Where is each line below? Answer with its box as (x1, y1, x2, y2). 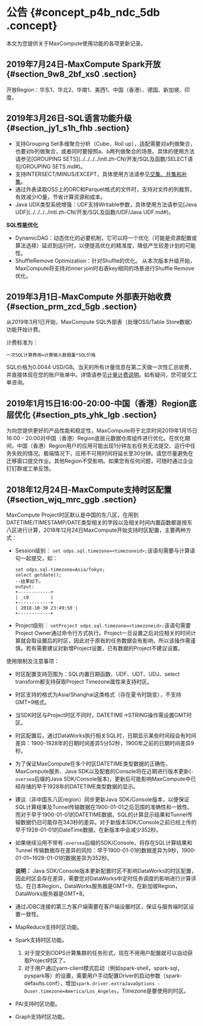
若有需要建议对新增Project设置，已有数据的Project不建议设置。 (25, 645, 184, 652)
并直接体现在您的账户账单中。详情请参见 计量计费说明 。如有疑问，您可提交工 (6, 371, 198, 379)
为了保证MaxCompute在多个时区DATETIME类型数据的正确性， (15, 760, 171, 767)
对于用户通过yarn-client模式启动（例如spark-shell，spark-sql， (24, 965, 183, 971)
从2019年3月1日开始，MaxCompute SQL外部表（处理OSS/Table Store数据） (6, 318, 196, 326)
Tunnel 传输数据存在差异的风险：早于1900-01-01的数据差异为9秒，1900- (15, 847, 197, 854)
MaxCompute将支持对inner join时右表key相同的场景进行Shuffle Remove (15, 264, 195, 272)
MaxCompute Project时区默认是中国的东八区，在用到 (6, 511, 139, 518)
